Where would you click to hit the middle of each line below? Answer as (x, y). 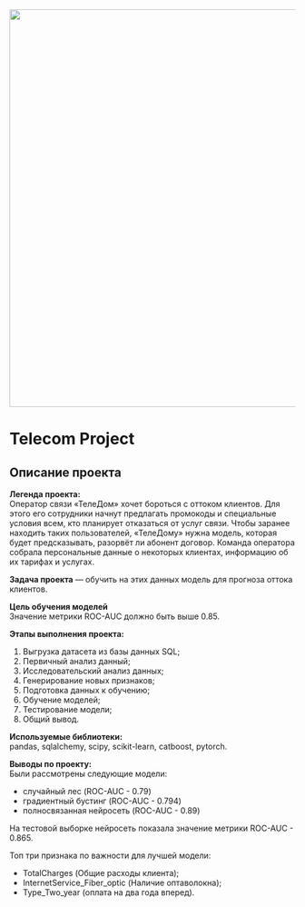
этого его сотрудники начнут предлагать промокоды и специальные (143, 513)
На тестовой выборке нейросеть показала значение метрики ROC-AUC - (152, 828)
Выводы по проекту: (51, 764)
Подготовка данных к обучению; (86, 690)
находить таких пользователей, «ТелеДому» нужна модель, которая (143, 533)
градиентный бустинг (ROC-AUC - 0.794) (102, 801)
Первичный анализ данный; (76, 661)
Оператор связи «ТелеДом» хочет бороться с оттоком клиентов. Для (145, 504)
